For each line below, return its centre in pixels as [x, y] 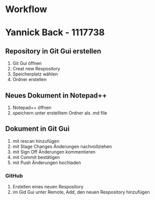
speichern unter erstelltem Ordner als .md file [60, 113]
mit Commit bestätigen [36, 157]
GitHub [14, 176]
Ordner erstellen [30, 79]
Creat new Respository [36, 69]
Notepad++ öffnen [32, 108]
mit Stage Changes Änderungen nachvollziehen [62, 146]
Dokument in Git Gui [37, 129]
